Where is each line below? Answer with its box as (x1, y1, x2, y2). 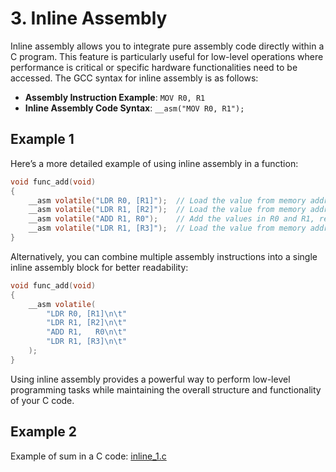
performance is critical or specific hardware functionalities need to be (10, 61, 298, 73)
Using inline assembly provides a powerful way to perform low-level (10, 373, 291, 385)
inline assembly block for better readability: (10, 261, 189, 273)
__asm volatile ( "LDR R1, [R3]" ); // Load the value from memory (28, 223, 307, 234)
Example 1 (10, 131, 75, 148)
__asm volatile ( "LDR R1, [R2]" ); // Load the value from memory (28, 205, 307, 215)
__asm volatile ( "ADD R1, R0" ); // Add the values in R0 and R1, (28, 214, 315, 224)
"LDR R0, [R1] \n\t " (46, 308, 128, 319)
